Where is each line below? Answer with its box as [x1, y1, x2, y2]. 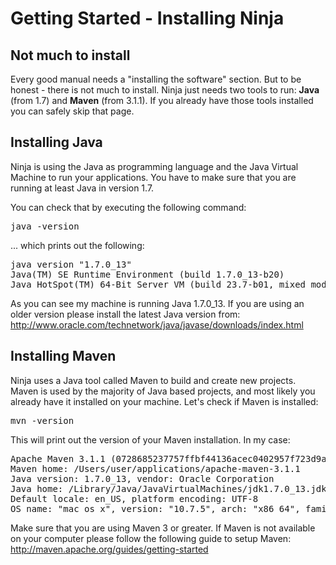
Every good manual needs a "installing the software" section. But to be [10, 73, 302, 85]
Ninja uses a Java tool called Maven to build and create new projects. [10, 374, 297, 386]
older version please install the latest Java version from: [10, 308, 241, 320]
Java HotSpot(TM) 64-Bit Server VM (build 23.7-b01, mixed [10, 278, 307, 290]
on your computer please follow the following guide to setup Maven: [10, 532, 292, 544]
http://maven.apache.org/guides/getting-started [10, 543, 209, 555]
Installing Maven [10, 348, 117, 365]
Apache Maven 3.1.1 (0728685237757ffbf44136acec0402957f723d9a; [10, 453, 333, 464]
